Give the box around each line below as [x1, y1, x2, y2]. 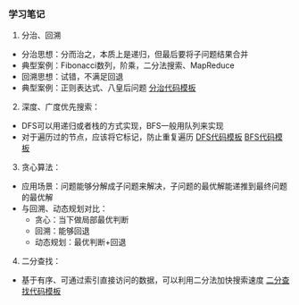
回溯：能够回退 [34, 225, 90, 236]
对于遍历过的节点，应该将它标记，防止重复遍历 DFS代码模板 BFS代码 [21, 131, 276, 142]
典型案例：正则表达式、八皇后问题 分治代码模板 [21, 82, 196, 93]
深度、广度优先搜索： [21, 101, 100, 113]
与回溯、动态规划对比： [21, 203, 108, 214]
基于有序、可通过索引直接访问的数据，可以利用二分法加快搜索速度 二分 [21, 275, 282, 285]
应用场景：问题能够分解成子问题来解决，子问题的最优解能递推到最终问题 [21, 181, 287, 191]
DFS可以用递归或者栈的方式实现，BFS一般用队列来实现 [21, 121, 224, 131]
